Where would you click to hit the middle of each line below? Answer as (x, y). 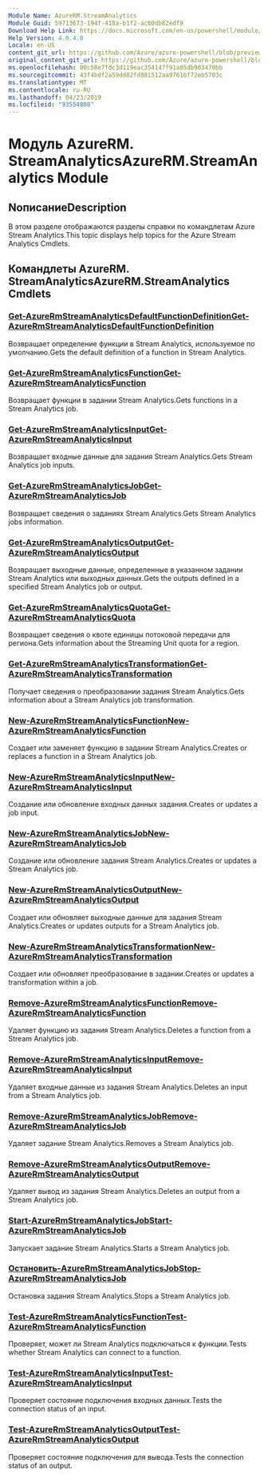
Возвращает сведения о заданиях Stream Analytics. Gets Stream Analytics (132, 513)
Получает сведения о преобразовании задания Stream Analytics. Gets (126, 691)
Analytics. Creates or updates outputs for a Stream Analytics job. (114, 926)
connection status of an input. (57, 1409)
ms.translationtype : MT (48, 82)
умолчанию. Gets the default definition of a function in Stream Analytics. (128, 352)
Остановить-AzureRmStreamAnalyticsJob (94, 1268)
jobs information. (36, 522)
